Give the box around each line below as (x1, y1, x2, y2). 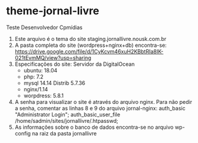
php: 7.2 (23, 73, 43, 80)
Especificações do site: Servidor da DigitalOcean (14, 61, 135, 68)
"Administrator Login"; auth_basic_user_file (14, 111, 121, 118)
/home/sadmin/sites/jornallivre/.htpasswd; (14, 117, 118, 124)
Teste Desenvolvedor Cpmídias (6, 24, 83, 31)
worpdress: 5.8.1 (23, 92, 64, 99)
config (14, 129, 31, 137)
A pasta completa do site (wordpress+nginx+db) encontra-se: (14, 42, 167, 49)
